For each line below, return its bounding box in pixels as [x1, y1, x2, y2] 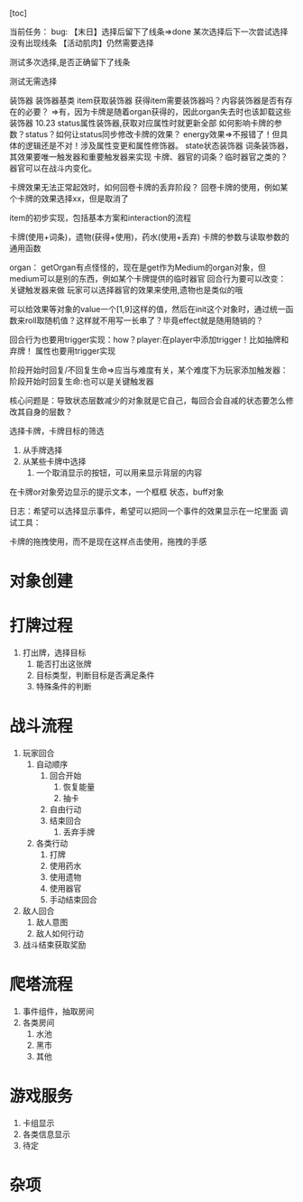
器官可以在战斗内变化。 [9, 162, 96, 173]
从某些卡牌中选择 [22, 456, 87, 467]
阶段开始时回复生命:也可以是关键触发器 [9, 376, 155, 386]
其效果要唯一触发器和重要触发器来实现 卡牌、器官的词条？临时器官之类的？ [9, 152, 289, 162]
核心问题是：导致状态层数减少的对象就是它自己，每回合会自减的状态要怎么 [9, 395, 286, 405]
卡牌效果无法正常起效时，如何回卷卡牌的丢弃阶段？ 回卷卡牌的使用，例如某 [9, 182, 289, 192]
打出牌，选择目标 [22, 647, 87, 658]
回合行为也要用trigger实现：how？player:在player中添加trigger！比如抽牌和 [9, 334, 289, 345]
